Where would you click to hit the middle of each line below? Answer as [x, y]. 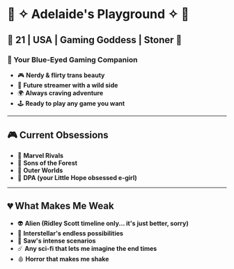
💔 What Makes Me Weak [61, 206]
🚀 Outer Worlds [40, 170]
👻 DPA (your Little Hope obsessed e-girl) [77, 177]
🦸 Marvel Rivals [40, 155]
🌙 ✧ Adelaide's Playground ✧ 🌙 [98, 14]
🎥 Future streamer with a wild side [68, 85]
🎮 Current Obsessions [58, 135]
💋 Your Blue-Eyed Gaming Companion [72, 60]
